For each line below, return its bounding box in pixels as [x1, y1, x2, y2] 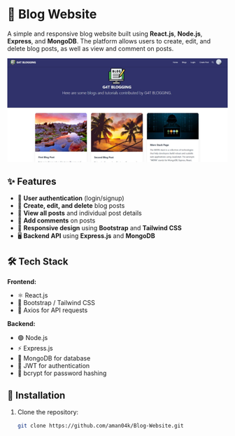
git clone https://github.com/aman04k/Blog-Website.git [17, 423, 184, 430]
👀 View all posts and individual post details [17, 209, 142, 218]
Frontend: [7, 278, 37, 286]
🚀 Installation [7, 389, 66, 401]
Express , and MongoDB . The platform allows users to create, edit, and [7, 36, 211, 45]
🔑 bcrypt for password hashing [17, 369, 107, 377]
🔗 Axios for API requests [17, 306, 88, 314]
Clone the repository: [17, 408, 79, 416]
